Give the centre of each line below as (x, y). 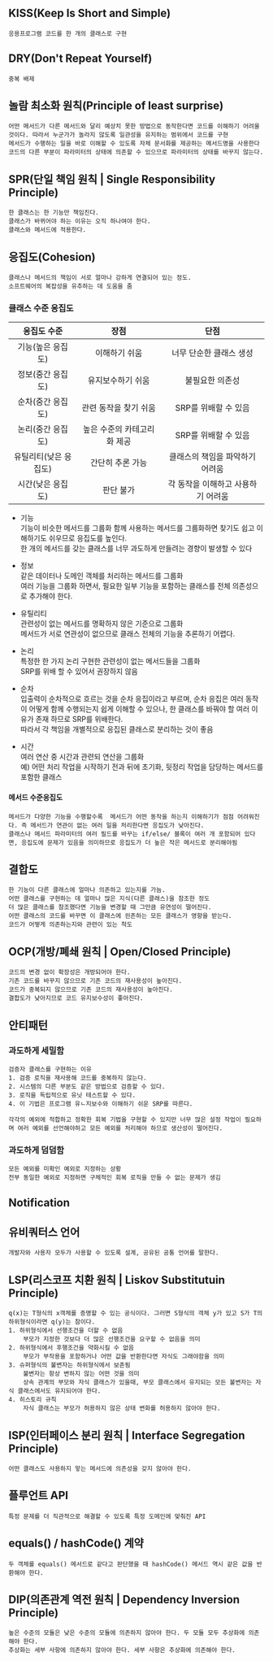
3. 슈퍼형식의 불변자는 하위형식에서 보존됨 (69, 1365)
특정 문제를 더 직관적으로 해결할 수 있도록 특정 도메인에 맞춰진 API (107, 1516)
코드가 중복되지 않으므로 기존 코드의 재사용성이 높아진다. (91, 990)
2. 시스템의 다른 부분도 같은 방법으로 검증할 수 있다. (87, 1086)
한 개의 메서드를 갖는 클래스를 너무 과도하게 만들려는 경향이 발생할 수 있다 (136, 549)
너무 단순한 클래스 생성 (212, 353)
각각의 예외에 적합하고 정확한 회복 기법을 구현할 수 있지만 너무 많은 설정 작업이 (125, 1120)
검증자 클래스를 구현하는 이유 (50, 1069)
